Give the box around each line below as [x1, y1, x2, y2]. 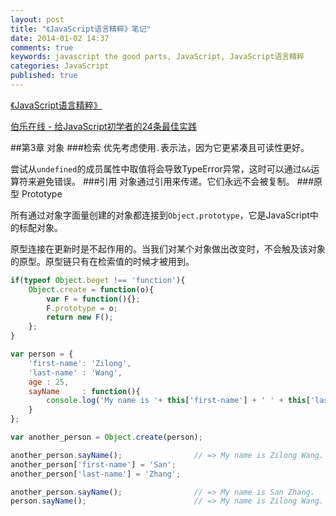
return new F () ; [46, 312, 114, 323]
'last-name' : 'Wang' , [28, 367, 123, 378]
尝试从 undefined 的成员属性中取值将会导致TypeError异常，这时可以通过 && [10, 162, 312, 175]
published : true [10, 71, 78, 81]
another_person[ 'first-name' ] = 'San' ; [10, 459, 177, 470]
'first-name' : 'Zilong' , [28, 358, 132, 368]
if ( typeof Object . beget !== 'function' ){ [10, 275, 186, 285]
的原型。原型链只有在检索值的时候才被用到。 [10, 255, 195, 267]
